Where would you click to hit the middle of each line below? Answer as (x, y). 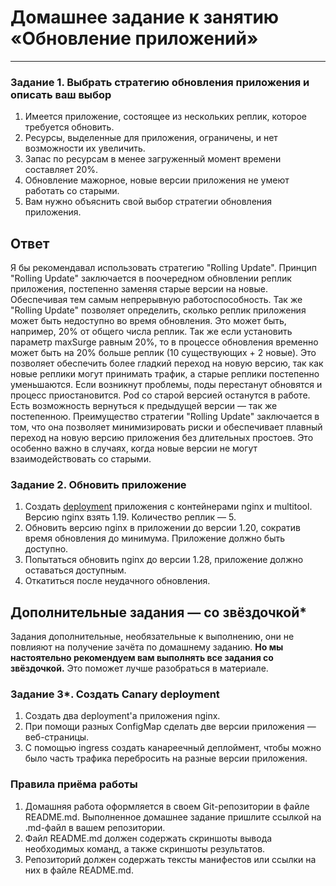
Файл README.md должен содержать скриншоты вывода (148, 838)
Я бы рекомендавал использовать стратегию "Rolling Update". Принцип (163, 268)
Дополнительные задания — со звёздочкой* (159, 612)
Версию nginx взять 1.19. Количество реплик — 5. (130, 517)
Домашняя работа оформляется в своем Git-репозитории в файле (167, 806)
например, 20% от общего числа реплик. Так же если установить (151, 332)
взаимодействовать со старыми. (81, 459)
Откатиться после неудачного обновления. (117, 581)
